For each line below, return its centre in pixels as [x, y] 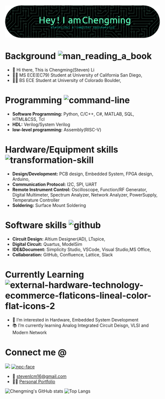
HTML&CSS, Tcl [28, 119]
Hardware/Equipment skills [62, 149]
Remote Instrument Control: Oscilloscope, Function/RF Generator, [80, 189]
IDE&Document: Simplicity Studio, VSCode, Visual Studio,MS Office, [82, 249]
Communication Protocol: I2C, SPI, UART [55, 184]
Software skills [36, 225]
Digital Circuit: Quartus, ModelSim [47, 244]
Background [30, 56]
